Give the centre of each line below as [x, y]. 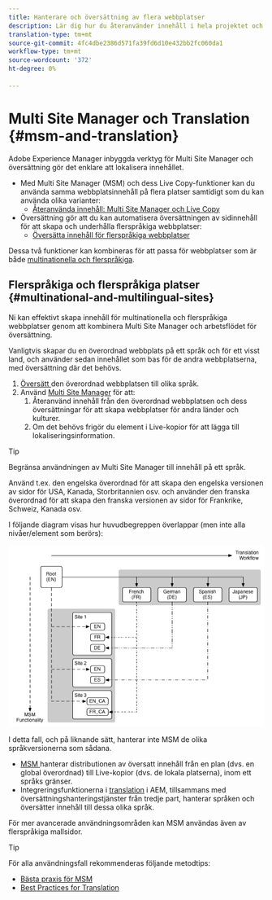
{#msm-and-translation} [94, 136]
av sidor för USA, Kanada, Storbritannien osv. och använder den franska [129, 491]
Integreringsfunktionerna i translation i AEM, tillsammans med [123, 790]
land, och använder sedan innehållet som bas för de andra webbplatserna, [133, 359]
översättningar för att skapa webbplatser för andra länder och [136, 409]
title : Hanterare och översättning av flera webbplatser [107, 17]
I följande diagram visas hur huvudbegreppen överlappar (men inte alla [127, 525]
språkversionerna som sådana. [60, 749]
